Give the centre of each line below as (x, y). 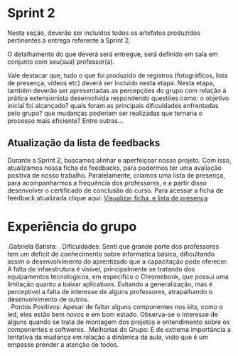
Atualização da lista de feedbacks (84, 143)
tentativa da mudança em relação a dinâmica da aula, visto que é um (108, 337)
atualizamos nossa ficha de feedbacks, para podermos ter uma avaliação (115, 168)
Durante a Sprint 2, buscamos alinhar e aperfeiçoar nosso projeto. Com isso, (119, 160)
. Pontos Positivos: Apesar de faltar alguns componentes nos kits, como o (115, 306)
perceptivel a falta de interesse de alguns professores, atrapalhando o (110, 291)
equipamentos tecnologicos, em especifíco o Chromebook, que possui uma (118, 276)
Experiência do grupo (72, 226)
